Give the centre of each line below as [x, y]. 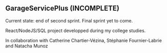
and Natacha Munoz [27, 46]
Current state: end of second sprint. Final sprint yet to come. [69, 20]
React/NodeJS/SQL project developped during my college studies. [76, 31]
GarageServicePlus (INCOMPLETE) [62, 8]
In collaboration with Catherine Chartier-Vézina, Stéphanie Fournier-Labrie [84, 40]
